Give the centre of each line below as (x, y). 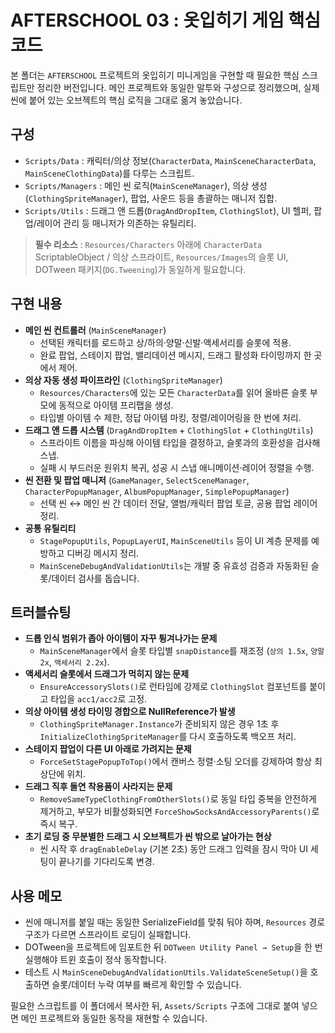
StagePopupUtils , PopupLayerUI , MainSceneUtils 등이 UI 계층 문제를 (174, 540)
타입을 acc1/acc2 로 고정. (99, 699)
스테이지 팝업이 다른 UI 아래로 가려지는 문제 (108, 749)
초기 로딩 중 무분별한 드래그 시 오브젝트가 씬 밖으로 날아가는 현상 (148, 837)
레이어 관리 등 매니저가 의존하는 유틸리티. (116, 223)
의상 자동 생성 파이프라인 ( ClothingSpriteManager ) (123, 380)
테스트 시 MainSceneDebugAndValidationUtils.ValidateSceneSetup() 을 (166, 972)
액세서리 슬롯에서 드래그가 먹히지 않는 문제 (107, 674)
